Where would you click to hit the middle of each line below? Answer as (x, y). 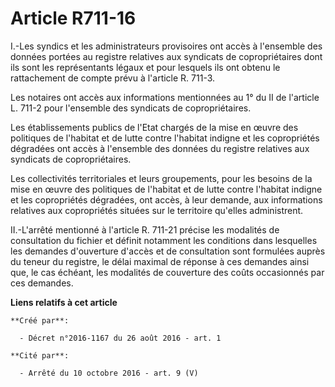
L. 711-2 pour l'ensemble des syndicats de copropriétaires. (131, 108)
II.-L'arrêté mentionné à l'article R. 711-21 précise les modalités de (145, 229)
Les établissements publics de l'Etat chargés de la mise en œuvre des (154, 127)
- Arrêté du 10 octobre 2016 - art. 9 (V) (109, 373)
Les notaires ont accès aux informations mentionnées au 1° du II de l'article (165, 97)
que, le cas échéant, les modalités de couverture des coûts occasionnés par (167, 272)
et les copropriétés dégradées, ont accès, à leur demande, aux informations (166, 199)
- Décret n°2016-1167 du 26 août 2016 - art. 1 (120, 338)
